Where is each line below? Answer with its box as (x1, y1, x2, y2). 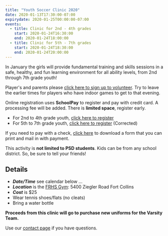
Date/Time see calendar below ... (12, 178, 83, 185)
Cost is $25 (12, 189, 37, 195)
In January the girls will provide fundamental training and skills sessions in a (5, 64, 163, 70)
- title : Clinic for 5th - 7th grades (10, 41, 92, 46)
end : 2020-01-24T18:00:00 (14, 36, 69, 41)
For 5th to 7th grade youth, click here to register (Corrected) (12, 120, 138, 126)
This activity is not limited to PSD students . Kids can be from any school (5, 145, 157, 151)
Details (5, 165, 28, 174)
